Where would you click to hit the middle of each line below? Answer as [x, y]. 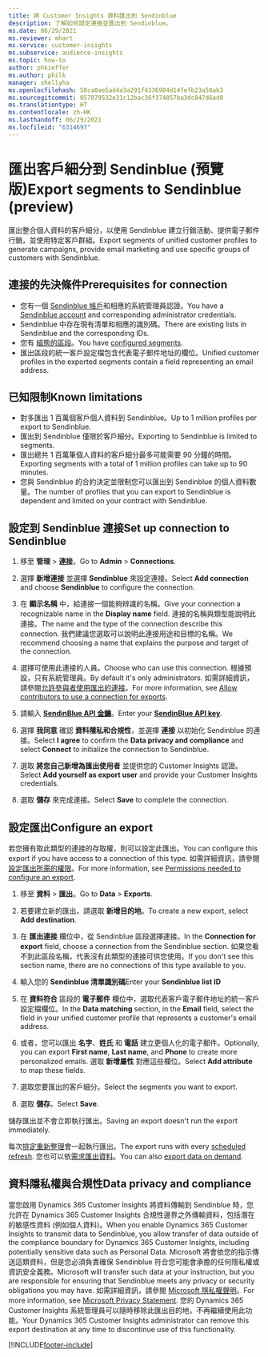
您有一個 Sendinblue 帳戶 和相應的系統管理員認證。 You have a [122, 306]
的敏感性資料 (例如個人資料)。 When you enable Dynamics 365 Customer [128, 1224]
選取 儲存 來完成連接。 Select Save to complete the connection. [124, 800]
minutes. [34, 472]
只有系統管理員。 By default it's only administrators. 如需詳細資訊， [144, 678]
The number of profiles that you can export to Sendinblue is [132, 492]
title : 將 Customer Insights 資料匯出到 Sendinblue [93, 16]
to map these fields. [52, 1070]
